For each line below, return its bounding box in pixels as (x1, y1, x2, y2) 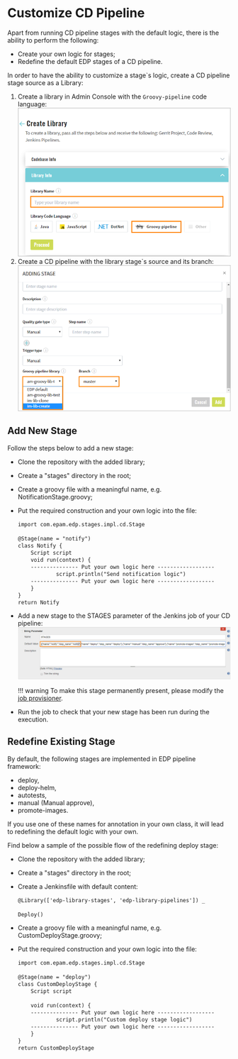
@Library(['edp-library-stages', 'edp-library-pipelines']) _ (17, 897, 205, 904)
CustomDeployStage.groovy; (17, 931, 103, 939)
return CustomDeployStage (17, 1044, 94, 1051)
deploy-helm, (17, 783, 57, 792)
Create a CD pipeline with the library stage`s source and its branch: (17, 257, 214, 265)
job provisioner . (17, 694, 64, 703)
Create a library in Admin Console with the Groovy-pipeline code (17, 92, 208, 101)
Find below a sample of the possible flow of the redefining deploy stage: (7, 841, 218, 849)
